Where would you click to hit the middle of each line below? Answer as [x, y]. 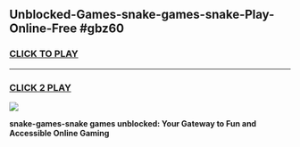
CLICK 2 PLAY [40, 87]
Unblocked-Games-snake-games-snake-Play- [142, 15]
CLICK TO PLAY [44, 54]
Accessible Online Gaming [59, 133]
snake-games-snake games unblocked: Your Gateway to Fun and [133, 123]
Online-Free [43, 29]
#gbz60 [102, 29]
